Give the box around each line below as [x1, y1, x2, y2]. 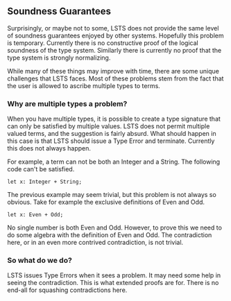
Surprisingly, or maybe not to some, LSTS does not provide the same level [7, 24, 219, 32]
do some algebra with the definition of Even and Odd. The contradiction [7, 231, 212, 239]
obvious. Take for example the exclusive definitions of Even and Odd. [7, 198, 205, 207]
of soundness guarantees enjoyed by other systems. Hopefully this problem [7, 31, 224, 40]
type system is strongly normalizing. [7, 53, 111, 62]
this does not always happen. [7, 144, 92, 153]
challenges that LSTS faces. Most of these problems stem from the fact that [7, 74, 224, 83]
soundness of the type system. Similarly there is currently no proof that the [7, 46, 222, 54]
